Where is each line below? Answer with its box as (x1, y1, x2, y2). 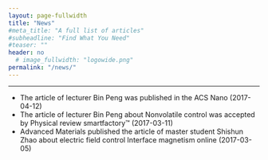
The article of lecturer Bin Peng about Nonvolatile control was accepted (19, 109, 255, 119)
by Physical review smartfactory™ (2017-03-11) (19, 118, 174, 127)
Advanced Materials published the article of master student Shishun (19, 127, 243, 136)
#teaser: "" (8, 41, 48, 49)
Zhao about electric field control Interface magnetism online (19, 135, 217, 144)
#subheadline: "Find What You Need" (8, 33, 130, 42)
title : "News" (8, 19, 56, 27)
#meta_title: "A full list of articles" (8, 26, 145, 34)
